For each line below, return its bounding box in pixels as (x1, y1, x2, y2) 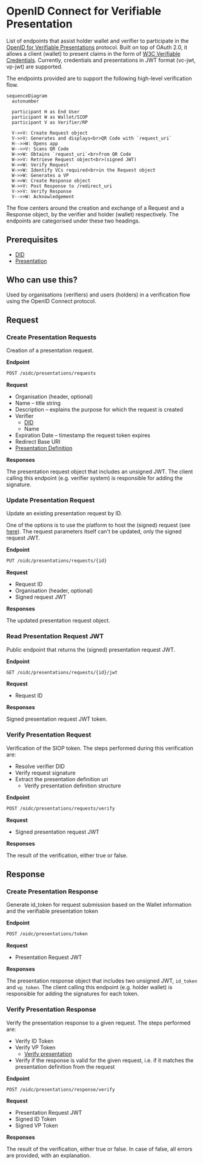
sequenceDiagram (6, 93, 47, 99)
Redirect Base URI (15, 438, 61, 446)
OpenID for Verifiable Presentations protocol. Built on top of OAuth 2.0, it (6, 44, 188, 51)
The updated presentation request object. (6, 617, 110, 624)
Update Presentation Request (6, 496, 95, 504)
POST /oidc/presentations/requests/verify (6, 805, 115, 812)
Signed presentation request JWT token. (6, 715, 108, 723)
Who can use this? (6, 275, 78, 285)
